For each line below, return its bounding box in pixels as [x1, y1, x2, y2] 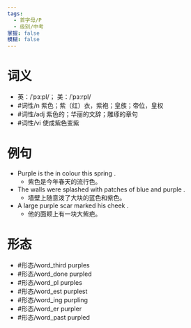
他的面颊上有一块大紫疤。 [27, 210, 102, 218]
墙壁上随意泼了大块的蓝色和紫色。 [27, 194, 126, 202]
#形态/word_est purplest [17, 287, 88, 295]
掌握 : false [7, 29, 40, 37]
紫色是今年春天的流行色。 [27, 178, 102, 185]
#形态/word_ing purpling [17, 295, 89, 304]
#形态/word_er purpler [17, 304, 82, 313]
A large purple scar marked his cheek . [17, 201, 129, 210]
